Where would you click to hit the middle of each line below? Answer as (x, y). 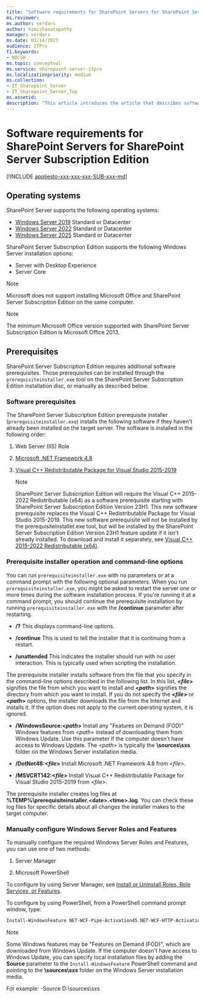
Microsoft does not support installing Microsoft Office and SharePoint (94, 296)
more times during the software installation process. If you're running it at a (101, 595)
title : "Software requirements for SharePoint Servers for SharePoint (98, 12)
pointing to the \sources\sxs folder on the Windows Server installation (95, 970)
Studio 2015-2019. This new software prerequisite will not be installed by (106, 520)
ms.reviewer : (23, 18)
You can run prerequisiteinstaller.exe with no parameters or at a (90, 575)
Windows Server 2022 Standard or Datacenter (74, 229)
